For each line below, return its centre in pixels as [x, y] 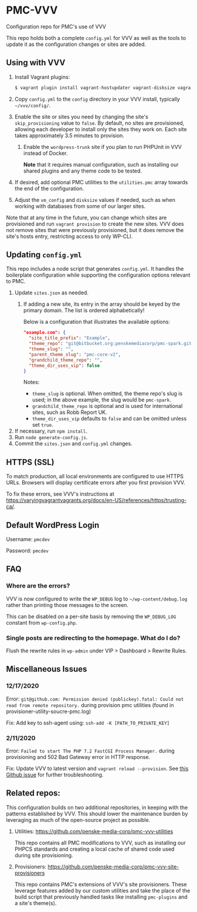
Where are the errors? [38, 586]
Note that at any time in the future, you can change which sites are [86, 217]
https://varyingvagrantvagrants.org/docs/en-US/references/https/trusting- [96, 500]
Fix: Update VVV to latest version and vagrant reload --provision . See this [97, 768]
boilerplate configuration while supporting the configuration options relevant [98, 275]
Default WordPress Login [53, 525]
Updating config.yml [44, 255]
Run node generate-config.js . [51, 437]
